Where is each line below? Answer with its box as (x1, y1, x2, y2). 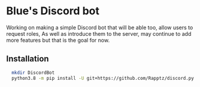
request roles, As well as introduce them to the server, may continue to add (6, 30, 192, 37)
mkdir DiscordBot (11, 70, 55, 76)
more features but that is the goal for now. (6, 36, 110, 44)
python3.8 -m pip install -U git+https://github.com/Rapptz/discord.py (11, 75, 195, 81)
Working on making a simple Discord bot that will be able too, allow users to (6, 24, 193, 31)
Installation (6, 54, 49, 64)
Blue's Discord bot (6, 4, 100, 18)
